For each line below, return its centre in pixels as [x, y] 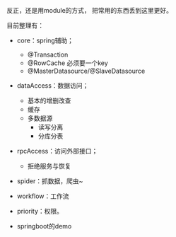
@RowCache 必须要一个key [68, 63]
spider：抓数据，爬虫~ [50, 181]
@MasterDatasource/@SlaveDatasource [86, 71]
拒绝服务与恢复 [49, 166]
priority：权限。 [40, 211]
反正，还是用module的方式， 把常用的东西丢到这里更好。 [89, 10]
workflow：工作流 [43, 196]
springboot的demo [44, 226]
